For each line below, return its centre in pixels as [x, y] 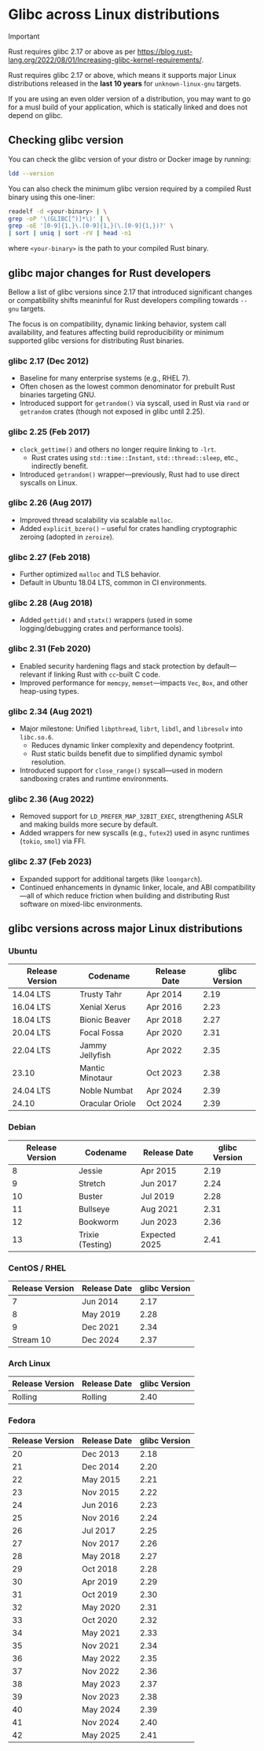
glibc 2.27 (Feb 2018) [49, 557]
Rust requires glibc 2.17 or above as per [72, 51]
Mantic [92, 1068]
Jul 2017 [99, 1531]
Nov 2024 [101, 1723]
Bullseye [94, 1209]
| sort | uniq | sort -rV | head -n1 [70, 234]
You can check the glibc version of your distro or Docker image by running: [130, 159]
